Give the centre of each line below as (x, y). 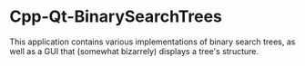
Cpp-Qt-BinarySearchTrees (116, 17)
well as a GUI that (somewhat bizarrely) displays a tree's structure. (134, 51)
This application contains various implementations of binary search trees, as (152, 42)
